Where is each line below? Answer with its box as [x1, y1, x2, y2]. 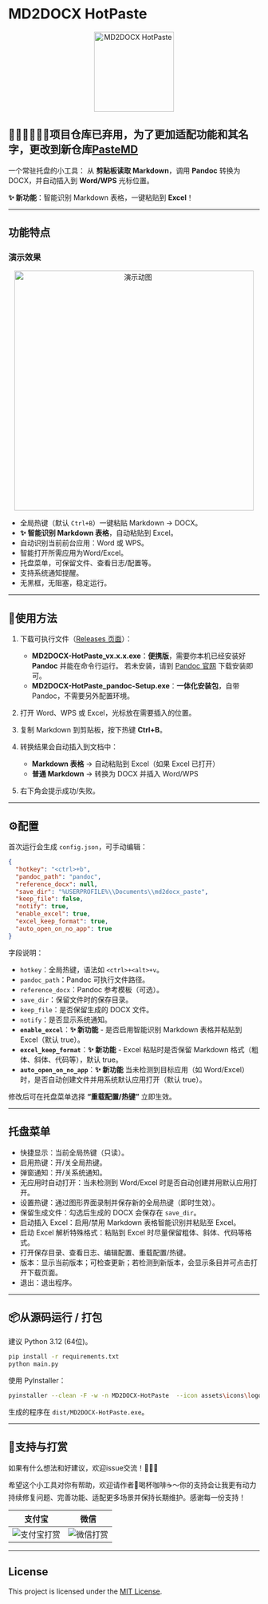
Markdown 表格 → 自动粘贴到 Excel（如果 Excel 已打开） [31, 759, 220, 768]
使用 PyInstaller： [8, 1376, 66, 1386]
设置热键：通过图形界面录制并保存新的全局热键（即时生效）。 [19, 1197, 219, 1207]
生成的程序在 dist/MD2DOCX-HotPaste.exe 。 [8, 1406, 149, 1416]
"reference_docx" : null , [15, 880, 98, 888]
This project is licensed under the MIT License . [8, 1586, 163, 1596]
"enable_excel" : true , [15, 910, 91, 918]
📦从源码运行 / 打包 [8, 1311, 103, 1324]
